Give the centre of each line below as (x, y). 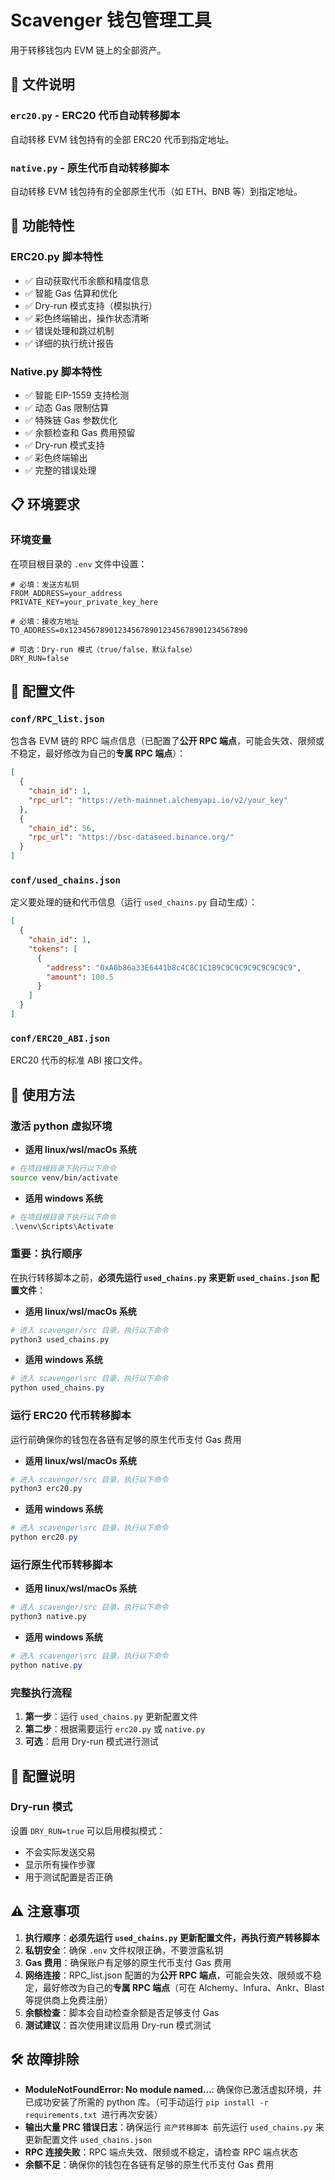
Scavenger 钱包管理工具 (111, 20)
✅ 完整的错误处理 (60, 470)
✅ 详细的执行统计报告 (69, 343)
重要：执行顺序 (46, 1254)
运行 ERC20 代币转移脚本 (71, 1416)
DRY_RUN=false (40, 658)
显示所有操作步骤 (60, 1864)
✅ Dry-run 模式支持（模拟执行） (91, 305)
